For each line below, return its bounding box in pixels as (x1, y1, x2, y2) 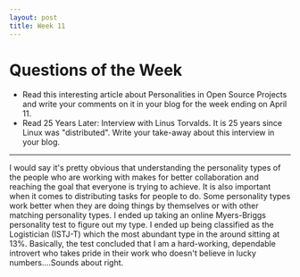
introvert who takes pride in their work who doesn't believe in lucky (9, 248, 257, 259)
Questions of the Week (9, 60, 183, 80)
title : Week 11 (9, 21, 66, 30)
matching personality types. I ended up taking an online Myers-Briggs (9, 210, 266, 221)
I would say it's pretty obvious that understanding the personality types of (9, 163, 281, 173)
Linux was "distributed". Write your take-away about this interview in (21, 127, 275, 138)
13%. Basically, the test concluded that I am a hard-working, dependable (9, 239, 277, 249)
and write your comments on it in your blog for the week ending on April (21, 99, 287, 110)
